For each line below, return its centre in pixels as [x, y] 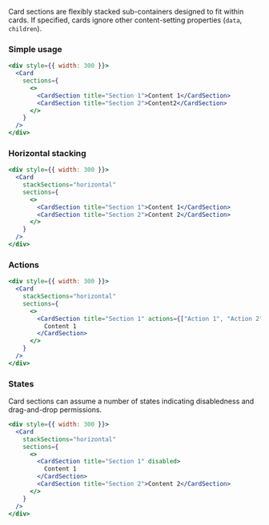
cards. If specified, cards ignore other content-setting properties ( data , [125, 20]
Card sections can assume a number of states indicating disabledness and [131, 401]
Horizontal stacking [47, 153]
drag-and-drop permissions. [55, 410]
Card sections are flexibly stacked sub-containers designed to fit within [126, 12]
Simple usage [35, 49]
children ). [25, 28]
